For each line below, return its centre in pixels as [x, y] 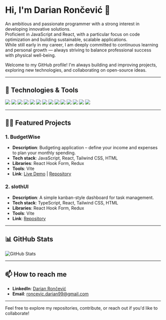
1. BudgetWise [23, 137]
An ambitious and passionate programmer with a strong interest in [72, 24]
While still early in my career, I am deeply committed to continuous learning [82, 44]
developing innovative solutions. [38, 29]
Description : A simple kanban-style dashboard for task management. [83, 198]
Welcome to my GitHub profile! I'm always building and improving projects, [81, 65]
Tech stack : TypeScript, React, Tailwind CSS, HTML [65, 202]
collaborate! [17, 314]
